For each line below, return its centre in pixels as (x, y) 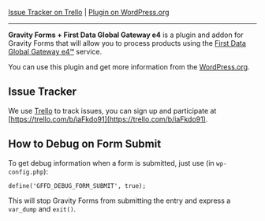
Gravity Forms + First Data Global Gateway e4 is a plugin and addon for (126, 35)
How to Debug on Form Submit (85, 144)
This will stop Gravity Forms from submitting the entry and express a (119, 200)
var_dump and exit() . (42, 208)
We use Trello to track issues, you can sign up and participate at (112, 110)
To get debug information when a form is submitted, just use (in (111, 163)
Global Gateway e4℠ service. (55, 52)
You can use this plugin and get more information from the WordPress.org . (129, 67)
